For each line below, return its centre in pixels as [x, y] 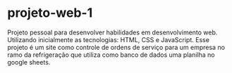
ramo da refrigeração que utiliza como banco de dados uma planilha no [111, 55]
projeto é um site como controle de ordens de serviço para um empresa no [116, 47]
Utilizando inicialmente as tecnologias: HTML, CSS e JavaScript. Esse [109, 39]
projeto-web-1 [50, 13]
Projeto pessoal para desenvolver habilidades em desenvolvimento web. [112, 32]
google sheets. [29, 62]
